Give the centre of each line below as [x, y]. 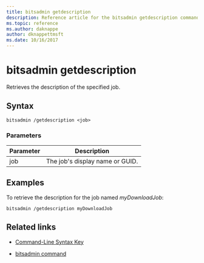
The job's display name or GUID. [92, 162]
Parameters [24, 135]
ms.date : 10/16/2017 [32, 40]
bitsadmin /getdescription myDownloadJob [59, 208]
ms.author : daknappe [32, 29]
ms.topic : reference [32, 23]
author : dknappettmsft [35, 35]
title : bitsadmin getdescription [49, 12]
